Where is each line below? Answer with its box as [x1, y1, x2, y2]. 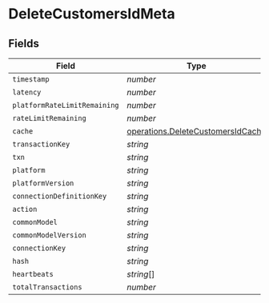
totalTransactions [12, 283, 82, 292]
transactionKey [12, 140, 70, 149]
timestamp [12, 75, 50, 84]
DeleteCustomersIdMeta [8, 5, 176, 23]
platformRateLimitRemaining [12, 101, 119, 110]
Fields [8, 37, 40, 50]
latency [12, 88, 42, 97]
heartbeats [12, 269, 54, 278]
